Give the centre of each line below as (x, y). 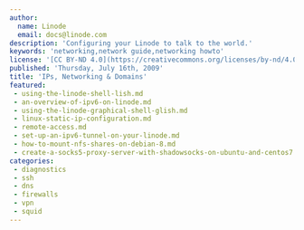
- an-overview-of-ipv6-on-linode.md (82, 102)
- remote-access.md (50, 128)
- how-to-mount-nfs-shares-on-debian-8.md (95, 144)
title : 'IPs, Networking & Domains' (78, 77)
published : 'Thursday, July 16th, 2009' (87, 69)
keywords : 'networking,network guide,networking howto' (117, 52)
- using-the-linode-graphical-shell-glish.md (100, 110)
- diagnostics (40, 169)
